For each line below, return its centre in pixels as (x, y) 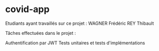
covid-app (27, 9)
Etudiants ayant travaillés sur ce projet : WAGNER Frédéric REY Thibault (79, 23)
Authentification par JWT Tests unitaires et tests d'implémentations (75, 43)
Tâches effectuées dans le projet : (41, 33)
